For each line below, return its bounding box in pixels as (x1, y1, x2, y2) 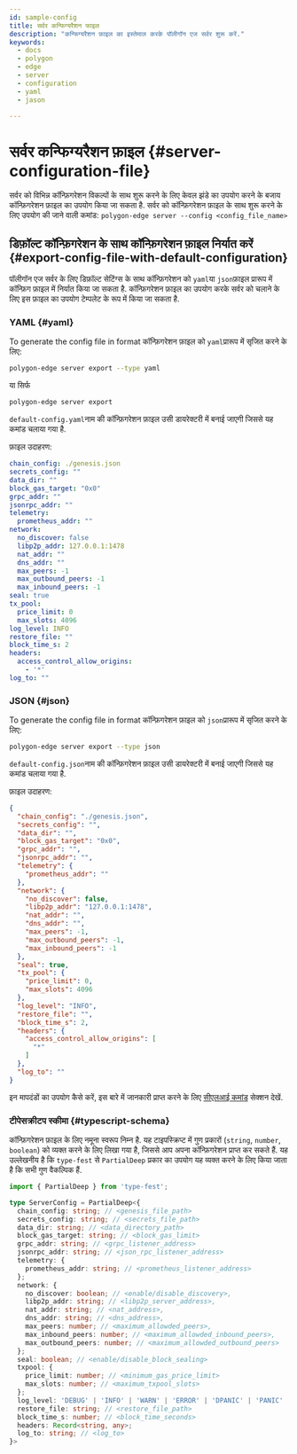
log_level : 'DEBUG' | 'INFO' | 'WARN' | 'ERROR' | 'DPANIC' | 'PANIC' (17, 1395, 284, 1405)
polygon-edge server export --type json (9, 742, 161, 752)
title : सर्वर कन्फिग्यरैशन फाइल (9, 21, 100, 30)
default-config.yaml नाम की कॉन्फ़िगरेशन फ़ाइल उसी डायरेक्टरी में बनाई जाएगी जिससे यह (9, 414, 274, 425)
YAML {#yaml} (9, 317, 74, 329)
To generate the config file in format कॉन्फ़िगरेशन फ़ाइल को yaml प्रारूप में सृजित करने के (9, 336, 288, 347)
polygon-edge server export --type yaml (9, 364, 161, 373)
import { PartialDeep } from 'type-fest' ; (9, 1183, 168, 1192)
